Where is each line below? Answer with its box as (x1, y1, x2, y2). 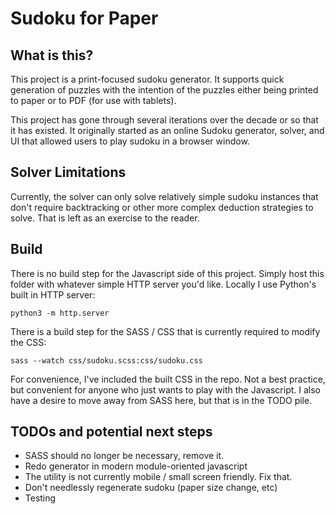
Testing (24, 492, 57, 504)
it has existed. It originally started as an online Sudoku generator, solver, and (10, 125, 325, 136)
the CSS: (10, 336, 47, 348)
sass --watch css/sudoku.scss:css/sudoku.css (10, 355, 203, 366)
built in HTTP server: (10, 288, 96, 301)
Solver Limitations (10, 164, 127, 181)
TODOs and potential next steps (10, 423, 213, 441)
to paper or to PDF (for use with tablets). (10, 95, 177, 106)
